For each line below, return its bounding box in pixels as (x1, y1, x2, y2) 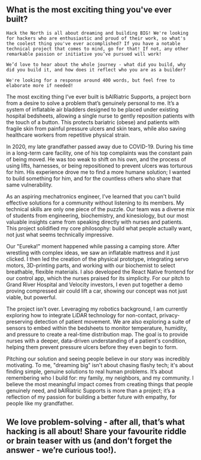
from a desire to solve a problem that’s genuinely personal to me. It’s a (6, 99, 179, 107)
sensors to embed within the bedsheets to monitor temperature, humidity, (6, 324, 188, 332)
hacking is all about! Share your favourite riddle (6, 426, 187, 437)
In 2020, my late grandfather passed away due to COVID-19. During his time (6, 143, 193, 150)
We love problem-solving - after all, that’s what (6, 417, 185, 428)
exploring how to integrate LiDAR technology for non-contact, (6, 311, 159, 318)
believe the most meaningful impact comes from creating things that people (6, 380, 193, 387)
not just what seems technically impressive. (6, 231, 114, 238)
